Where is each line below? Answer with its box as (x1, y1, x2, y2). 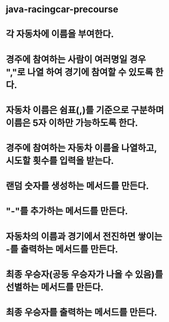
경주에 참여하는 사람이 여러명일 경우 (6, 53, 146, 65)
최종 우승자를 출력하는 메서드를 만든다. (6, 307, 157, 318)
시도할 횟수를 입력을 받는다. (6, 155, 114, 167)
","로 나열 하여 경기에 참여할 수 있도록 (6, 66, 154, 78)
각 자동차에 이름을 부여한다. (6, 29, 114, 40)
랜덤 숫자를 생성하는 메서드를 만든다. (6, 180, 150, 192)
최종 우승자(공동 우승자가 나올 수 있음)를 (6, 269, 163, 280)
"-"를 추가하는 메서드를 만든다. (6, 205, 128, 217)
